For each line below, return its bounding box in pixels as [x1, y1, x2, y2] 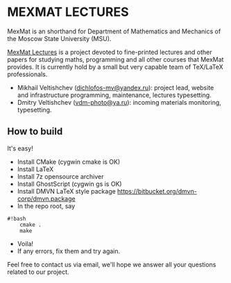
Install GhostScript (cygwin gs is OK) [17, 180, 123, 188]
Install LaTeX [17, 164, 54, 173]
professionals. [7, 70, 48, 78]
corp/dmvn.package [17, 194, 76, 203]
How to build [7, 126, 63, 137]
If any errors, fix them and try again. [17, 247, 121, 255]
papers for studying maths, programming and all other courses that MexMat [7, 55, 224, 63]
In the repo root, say [17, 202, 76, 210]
